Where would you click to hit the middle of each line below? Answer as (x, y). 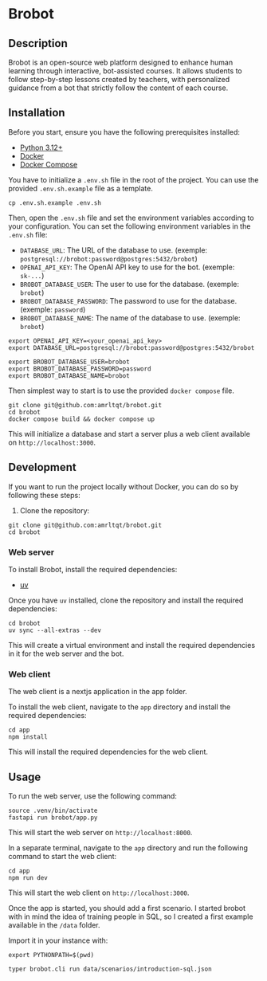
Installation (37, 113)
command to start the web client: (63, 857)
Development (43, 467)
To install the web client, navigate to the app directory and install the (120, 707)
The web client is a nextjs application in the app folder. (98, 692)
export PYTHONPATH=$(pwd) (51, 955)
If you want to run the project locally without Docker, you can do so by (124, 486)
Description (38, 43)
